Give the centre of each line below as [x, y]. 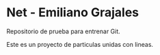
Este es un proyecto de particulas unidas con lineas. [80, 44]
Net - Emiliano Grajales [73, 13]
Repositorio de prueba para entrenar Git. [63, 31]
